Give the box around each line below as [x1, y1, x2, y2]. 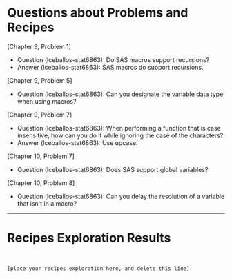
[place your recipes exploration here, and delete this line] [7, 264, 190, 272]
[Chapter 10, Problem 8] [7, 178, 75, 187]
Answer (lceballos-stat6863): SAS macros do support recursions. [17, 63, 204, 71]
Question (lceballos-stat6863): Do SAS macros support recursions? [17, 55, 210, 64]
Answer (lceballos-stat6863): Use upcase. [17, 138, 138, 146]
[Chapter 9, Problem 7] [7, 110, 72, 119]
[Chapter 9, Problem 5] [7, 76, 72, 84]
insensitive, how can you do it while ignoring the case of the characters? [17, 131, 224, 139]
